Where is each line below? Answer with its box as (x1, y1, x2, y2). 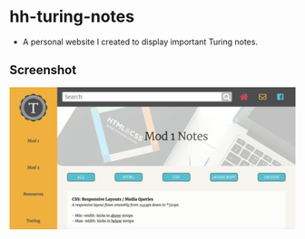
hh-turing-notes (9, 6, 134, 27)
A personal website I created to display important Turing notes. (22, 36, 259, 47)
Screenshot (9, 62, 77, 78)
